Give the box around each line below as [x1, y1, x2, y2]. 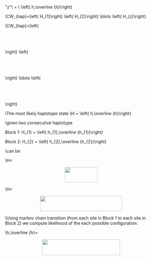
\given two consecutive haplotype [5, 120, 73, 126]
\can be [5, 148, 20, 154]
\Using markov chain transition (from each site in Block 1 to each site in [5, 215, 146, 221]
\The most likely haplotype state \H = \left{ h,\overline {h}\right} [5, 111, 132, 116]
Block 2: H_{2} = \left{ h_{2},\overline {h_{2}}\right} [5, 139, 107, 145]
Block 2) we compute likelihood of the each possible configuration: [5, 220, 138, 226]
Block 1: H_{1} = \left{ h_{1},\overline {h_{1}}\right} [5, 130, 103, 135]
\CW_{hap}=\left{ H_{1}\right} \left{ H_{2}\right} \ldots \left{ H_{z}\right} [5, 14, 147, 19]
